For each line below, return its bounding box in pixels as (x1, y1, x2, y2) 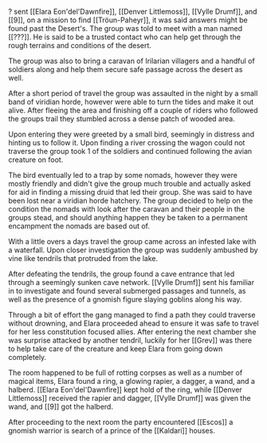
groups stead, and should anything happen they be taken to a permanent (8, 213, 248, 222)
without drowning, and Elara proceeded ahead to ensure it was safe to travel (8, 318, 259, 328)
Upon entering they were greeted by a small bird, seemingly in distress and (8, 129, 255, 139)
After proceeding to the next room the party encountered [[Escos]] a (8, 417, 234, 426)
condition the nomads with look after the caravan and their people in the (8, 204, 245, 214)
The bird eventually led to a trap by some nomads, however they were (8, 171, 238, 180)
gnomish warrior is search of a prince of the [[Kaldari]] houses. (8, 426, 215, 435)
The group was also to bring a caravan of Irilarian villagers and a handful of (8, 56, 255, 65)
